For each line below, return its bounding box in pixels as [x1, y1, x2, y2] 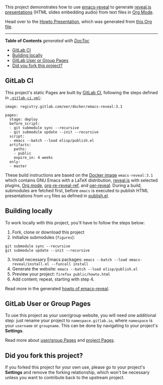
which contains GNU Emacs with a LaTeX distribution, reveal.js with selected [5, 177, 158, 183]
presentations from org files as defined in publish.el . [5, 193, 109, 199]
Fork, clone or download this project [12, 229, 85, 235]
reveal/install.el [12, 262, 49, 267]
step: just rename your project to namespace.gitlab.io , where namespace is [5, 318, 153, 323]
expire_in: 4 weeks [14, 155, 53, 160]
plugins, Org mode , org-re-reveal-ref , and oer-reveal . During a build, [5, 182, 142, 188]
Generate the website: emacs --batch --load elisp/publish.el [12, 266, 138, 271]
